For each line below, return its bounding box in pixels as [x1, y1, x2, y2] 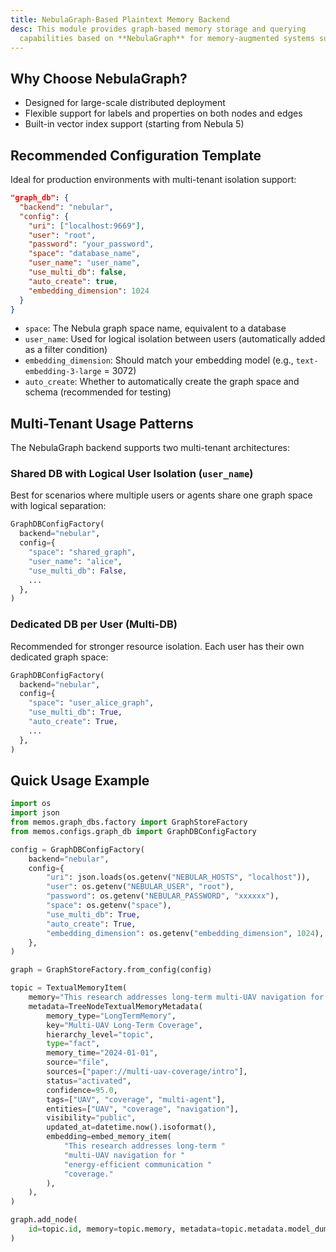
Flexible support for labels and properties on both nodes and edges [24, 107, 303, 120]
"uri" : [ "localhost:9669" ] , [28, 221, 145, 231]
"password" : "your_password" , [28, 239, 155, 250]
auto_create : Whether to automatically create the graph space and [24, 376, 300, 388]
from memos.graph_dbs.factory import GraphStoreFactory [10, 817, 248, 828]
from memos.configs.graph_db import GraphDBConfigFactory [10, 826, 257, 836]
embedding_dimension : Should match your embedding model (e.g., [24, 354, 294, 366]
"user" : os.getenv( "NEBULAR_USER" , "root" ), [46, 882, 235, 892]
